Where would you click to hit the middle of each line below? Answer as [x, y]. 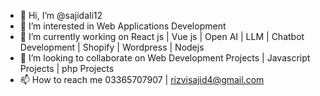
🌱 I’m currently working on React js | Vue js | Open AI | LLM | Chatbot [162, 36]
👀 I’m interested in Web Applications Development [123, 26]
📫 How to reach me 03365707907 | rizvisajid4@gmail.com [142, 79]
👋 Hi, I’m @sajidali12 [61, 15]
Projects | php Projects [67, 68]
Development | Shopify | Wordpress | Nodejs [112, 47]
